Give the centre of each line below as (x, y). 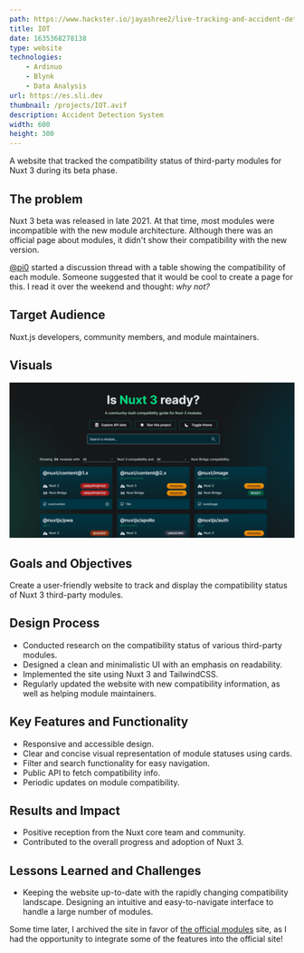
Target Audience (57, 315)
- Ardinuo (44, 67)
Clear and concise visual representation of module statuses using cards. (157, 754)
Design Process (55, 623)
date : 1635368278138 (48, 38)
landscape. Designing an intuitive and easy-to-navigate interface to (148, 902)
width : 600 (30, 124)
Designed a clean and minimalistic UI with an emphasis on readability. (152, 664)
